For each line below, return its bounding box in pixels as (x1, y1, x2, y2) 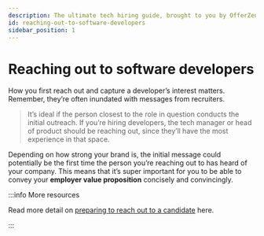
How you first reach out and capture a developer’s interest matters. (8, 86, 225, 95)
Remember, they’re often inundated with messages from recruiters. (8, 94, 225, 104)
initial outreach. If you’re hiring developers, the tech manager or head (27, 118, 252, 127)
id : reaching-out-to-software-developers (8, 19, 146, 27)
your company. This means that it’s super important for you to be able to (8, 167, 242, 176)
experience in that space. (27, 135, 110, 144)
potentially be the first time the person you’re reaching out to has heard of (8, 158, 247, 168)
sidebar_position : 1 (8, 26, 76, 34)
